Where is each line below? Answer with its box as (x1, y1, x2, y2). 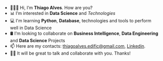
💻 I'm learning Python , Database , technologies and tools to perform (9, 18, 152, 23)
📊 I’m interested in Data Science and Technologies (9, 10, 116, 16)
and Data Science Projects (9, 38, 65, 43)
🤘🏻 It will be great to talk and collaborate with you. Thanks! (9, 50, 131, 56)
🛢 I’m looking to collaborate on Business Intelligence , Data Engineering (9, 30, 159, 36)
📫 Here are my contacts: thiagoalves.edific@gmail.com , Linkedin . (9, 43, 146, 49)
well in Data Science (9, 25, 52, 31)
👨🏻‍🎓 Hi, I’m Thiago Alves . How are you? (9, 5, 93, 10)
